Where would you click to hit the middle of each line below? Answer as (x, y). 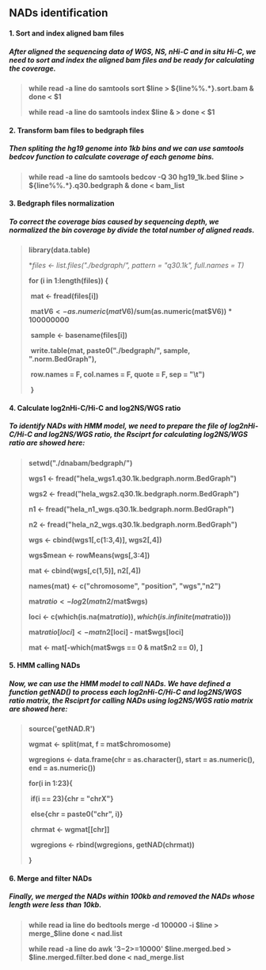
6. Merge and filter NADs (51, 878)
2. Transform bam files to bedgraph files (77, 130)
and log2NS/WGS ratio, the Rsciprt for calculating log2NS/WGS (141, 435)
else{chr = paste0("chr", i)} (77, 814)
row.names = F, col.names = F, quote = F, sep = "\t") (118, 374)
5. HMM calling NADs (45, 665)
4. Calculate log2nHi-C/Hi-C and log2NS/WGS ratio (95, 408)
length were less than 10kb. (55, 905)
